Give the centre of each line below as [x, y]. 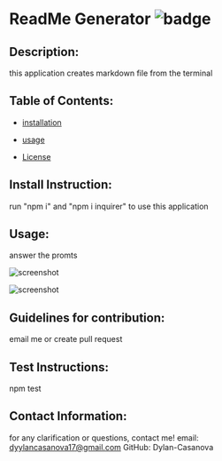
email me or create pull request [66, 339]
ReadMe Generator [80, 19]
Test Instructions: [59, 367]
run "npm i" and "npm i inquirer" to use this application [109, 206]
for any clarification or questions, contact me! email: [104, 437]
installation [42, 122]
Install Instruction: [61, 185]
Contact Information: [68, 416]
